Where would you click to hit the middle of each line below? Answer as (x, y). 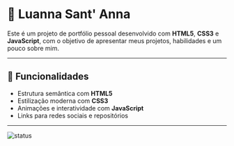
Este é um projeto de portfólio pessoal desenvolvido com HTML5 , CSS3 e (113, 33)
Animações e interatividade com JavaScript (80, 108)
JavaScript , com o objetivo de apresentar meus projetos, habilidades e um (115, 40)
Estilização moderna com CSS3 (63, 101)
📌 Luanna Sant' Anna (69, 14)
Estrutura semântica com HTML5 (65, 93)
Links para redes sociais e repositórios (73, 115)
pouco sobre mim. (33, 48)
